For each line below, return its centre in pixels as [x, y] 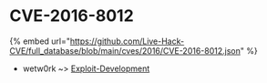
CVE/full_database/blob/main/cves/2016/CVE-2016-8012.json [125, 50]
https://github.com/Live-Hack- [127, 41]
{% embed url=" [40, 41]
